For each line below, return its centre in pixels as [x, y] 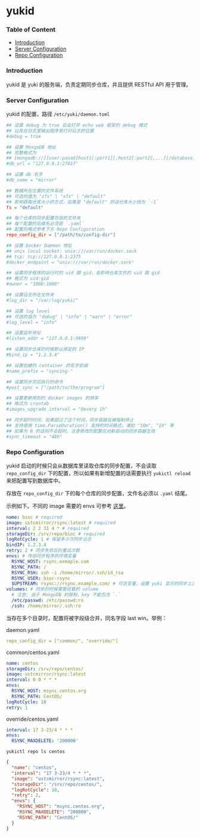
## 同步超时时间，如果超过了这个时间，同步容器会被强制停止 [70, 420]
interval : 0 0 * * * [32, 680]
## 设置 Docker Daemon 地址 [39, 246]
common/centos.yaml [33, 652]
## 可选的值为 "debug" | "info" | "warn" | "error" [69, 317]
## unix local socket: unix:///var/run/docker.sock [71, 251]
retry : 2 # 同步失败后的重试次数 [43, 551]
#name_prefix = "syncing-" [40, 371]
